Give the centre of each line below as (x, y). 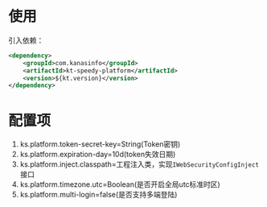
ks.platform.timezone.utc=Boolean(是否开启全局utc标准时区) (120, 184)
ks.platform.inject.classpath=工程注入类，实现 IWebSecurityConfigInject (140, 164)
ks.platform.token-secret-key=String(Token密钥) (100, 144)
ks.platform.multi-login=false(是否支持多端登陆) (99, 195)
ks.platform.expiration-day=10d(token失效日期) (98, 155)
